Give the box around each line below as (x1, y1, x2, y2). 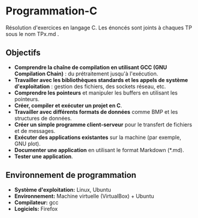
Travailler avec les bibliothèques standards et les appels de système (14, 76, 188, 83)
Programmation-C (5, 4, 98, 18)
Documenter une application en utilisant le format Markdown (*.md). (14, 146, 184, 153)
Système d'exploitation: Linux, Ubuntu (14, 186, 111, 193)
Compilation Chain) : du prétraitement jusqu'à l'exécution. (14, 70, 159, 77)
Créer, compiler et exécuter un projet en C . (14, 102, 123, 109)
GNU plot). (14, 140, 41, 147)
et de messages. (14, 127, 56, 134)
